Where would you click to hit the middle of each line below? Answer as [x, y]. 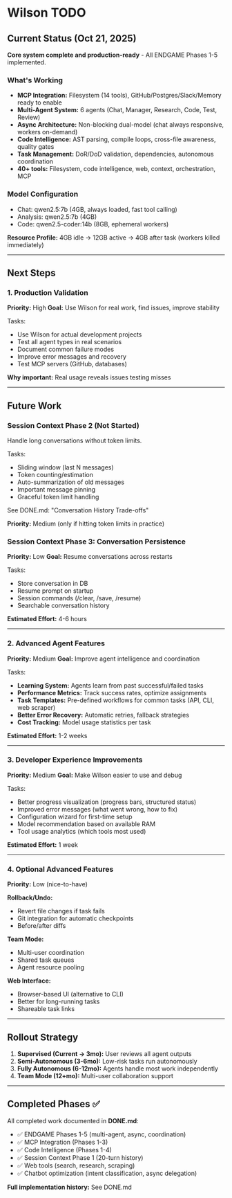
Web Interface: [29, 981]
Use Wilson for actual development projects [79, 334]
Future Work [35, 405]
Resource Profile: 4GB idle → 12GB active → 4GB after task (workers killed [114, 238]
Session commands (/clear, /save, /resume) [79, 598]
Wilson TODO [47, 13]
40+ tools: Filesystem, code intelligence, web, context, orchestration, [116, 169]
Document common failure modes [66, 349]
